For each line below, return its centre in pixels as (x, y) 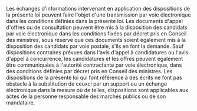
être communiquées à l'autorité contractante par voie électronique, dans (94, 65)
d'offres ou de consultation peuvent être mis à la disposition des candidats (97, 27)
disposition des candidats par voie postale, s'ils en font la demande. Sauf (95, 46)
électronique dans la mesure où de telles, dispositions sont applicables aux (97, 90)
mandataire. (21, 102)
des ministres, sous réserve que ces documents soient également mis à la (96, 40)
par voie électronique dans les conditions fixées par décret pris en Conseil (96, 34)
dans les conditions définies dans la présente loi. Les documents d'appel (94, 21)
